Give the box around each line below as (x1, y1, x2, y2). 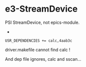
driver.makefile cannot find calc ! (5, 47, 71, 52)
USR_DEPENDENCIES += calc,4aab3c (5, 38, 72, 43)
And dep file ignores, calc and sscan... (5, 56, 82, 62)
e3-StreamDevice (5, 3, 78, 15)
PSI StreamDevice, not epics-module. (5, 19, 80, 25)
